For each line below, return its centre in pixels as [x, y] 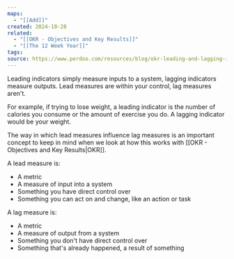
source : [18, 59]
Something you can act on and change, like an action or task [104, 199]
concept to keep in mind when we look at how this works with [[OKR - [107, 142]
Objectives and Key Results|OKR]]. [57, 149]
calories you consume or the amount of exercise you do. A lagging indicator [116, 114]
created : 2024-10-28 [37, 26]
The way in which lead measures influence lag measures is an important [111, 135]
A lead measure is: [34, 163]
